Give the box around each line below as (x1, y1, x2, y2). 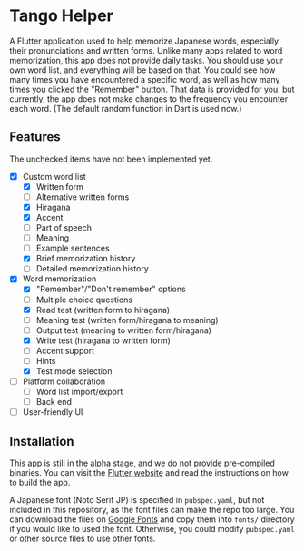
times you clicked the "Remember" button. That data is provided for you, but (9, 84, 295, 94)
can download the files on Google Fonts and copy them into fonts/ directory (9, 514, 295, 525)
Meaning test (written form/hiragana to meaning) (35, 314, 220, 325)
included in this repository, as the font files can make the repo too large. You (9, 505, 295, 516)
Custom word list (22, 171, 86, 182)
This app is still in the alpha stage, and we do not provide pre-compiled (9, 458, 275, 468)
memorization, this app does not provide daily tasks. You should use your (9, 54, 284, 65)
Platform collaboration (22, 376, 106, 387)
